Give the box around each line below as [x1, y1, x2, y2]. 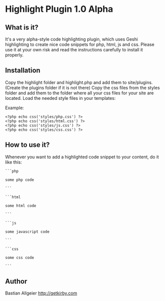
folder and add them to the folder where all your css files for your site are [5, 90, 154, 96]
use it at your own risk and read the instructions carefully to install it [5, 47, 143, 52]
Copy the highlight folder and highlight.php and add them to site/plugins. [5, 79, 153, 85]
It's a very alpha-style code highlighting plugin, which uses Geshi [5, 36, 138, 42]
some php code [5, 177, 35, 182]
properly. [5, 52, 24, 58]
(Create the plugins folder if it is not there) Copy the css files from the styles [5, 85, 160, 90]
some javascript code [5, 229, 50, 234]
